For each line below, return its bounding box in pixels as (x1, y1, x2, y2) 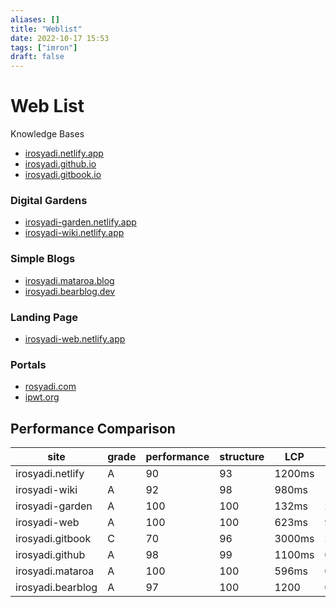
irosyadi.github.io (24, 158, 97, 170)
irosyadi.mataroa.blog (24, 274, 115, 286)
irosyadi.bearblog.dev (24, 285, 116, 297)
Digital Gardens (10, 193, 88, 207)
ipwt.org (24, 391, 60, 403)
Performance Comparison (10, 420, 176, 437)
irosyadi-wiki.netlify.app (24, 227, 125, 239)
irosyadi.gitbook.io (24, 169, 102, 181)
